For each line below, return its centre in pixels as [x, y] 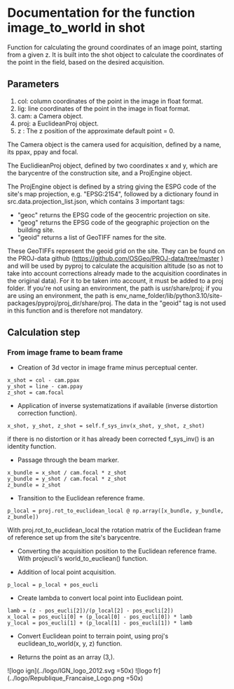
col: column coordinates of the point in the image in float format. [110, 101]
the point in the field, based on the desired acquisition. [86, 62]
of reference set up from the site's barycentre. [74, 538]
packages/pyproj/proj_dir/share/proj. [60, 303]
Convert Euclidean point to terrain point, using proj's [93, 636]
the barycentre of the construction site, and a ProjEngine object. [100, 172]
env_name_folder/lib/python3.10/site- [169, 295]
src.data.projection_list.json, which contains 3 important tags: [96, 201]
